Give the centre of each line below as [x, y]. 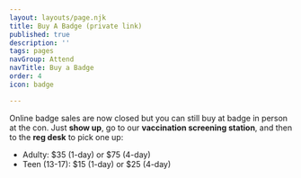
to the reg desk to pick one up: [66, 137]
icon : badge [31, 85]
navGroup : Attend [42, 59]
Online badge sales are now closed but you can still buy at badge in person [149, 118]
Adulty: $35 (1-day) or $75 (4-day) [86, 155]
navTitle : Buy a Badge [52, 68]
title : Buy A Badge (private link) [76, 26]
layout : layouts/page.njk [58, 18]
